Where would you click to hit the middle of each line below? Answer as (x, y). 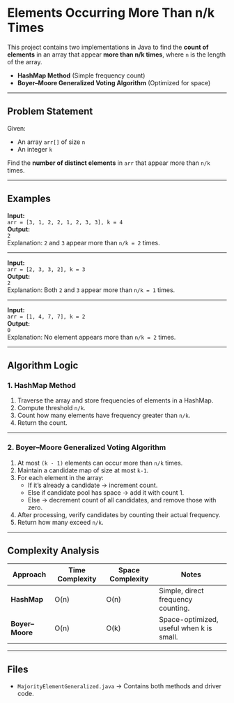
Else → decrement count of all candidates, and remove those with (122, 500)
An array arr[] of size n (51, 142)
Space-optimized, (189, 620)
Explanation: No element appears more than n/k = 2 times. (92, 337)
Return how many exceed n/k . (60, 522)
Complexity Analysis (53, 550)
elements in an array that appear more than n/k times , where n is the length (117, 55)
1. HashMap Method (42, 385)
